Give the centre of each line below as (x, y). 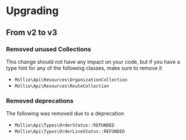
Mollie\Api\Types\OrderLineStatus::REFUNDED (70, 132)
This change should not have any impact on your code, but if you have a (93, 62)
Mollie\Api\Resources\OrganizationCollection (71, 80)
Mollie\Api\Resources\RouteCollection (62, 86)
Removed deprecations (40, 101)
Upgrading (32, 11)
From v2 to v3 (32, 33)
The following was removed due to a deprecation (65, 114)
